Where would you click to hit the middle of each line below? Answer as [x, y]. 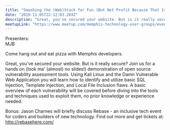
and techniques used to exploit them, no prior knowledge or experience [80, 96]
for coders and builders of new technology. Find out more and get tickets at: [85, 117]
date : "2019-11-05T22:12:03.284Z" [42, 15]
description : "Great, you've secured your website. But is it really [80, 19]
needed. [14, 102]
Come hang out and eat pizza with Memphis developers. [64, 54]
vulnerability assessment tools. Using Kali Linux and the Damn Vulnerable [82, 75]
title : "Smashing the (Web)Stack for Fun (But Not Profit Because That [82, 10]
